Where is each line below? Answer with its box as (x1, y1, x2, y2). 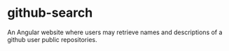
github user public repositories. (7, 35, 97, 43)
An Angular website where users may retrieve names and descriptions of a (7, 28, 223, 36)
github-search (7, 5, 93, 21)
